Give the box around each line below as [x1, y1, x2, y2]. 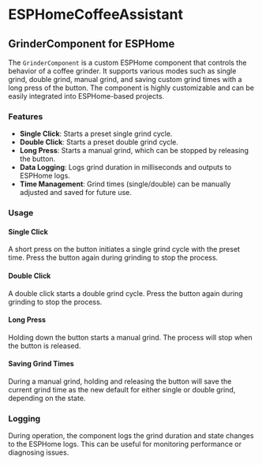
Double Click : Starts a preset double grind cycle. [19, 137, 179, 147]
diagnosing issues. [8, 448, 69, 457]
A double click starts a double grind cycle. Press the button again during [8, 288, 243, 298]
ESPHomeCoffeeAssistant [8, 6, 184, 24]
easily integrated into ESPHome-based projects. [8, 92, 164, 100]
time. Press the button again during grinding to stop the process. [8, 253, 219, 262]
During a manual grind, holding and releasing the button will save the [8, 377, 232, 386]
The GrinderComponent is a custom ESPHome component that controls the [8, 58, 247, 67]
